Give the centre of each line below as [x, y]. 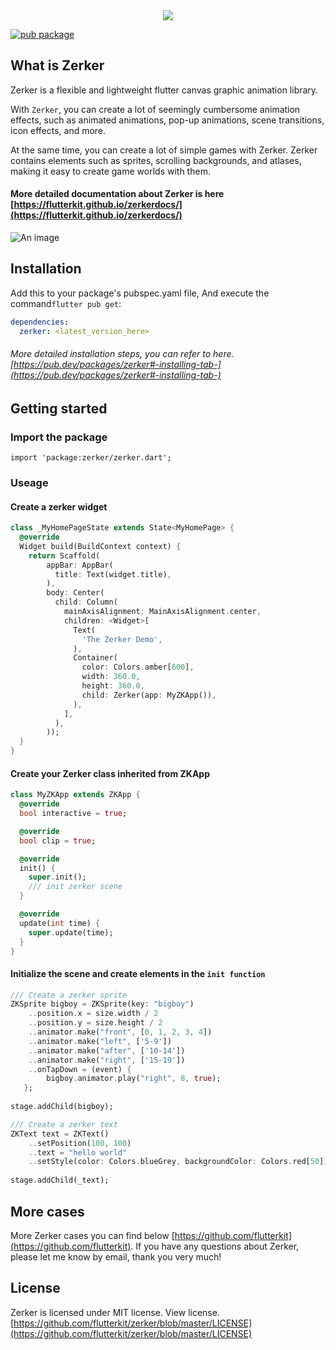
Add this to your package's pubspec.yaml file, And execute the [140, 293]
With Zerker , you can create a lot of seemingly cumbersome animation [155, 109]
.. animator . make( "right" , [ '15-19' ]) [107, 1060]
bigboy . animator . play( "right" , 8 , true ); [134, 1079]
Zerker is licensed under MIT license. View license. [115, 1312]
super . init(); [57, 877]
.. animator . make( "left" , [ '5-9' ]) [100, 1041]
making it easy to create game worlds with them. [110, 171]
